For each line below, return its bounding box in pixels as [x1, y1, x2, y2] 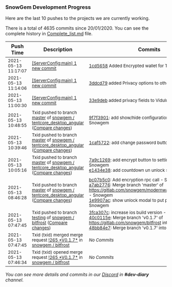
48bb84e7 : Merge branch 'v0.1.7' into [89, 225, 166, 231]
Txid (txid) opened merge [32, 250, 83, 255]
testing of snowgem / [32, 215, 75, 221]
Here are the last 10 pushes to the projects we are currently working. [5, 15, 150, 22]
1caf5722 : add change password [89, 140, 157, 146]
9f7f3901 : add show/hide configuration [89, 115, 169, 121]
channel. [5, 277, 24, 283]
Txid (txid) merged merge [32, 232, 83, 238]
